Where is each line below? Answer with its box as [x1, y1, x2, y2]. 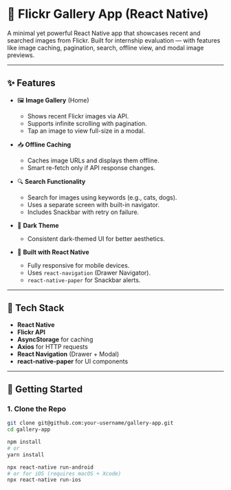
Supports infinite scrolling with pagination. [27, 119, 147, 127]
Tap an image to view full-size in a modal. [27, 127, 146, 135]
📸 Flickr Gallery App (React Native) [7, 6, 209, 22]
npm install [7, 438, 41, 445]
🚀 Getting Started [7, 383, 83, 395]
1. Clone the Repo [7, 404, 67, 414]
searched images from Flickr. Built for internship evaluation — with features [7, 36, 221, 44]
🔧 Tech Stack [7, 302, 65, 314]
